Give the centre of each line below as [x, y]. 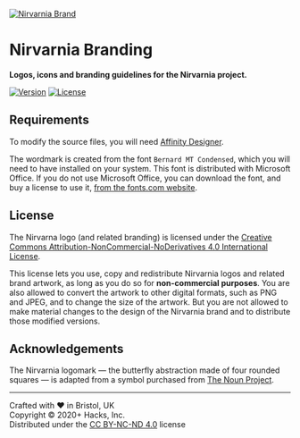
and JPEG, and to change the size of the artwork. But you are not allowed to [149, 302]
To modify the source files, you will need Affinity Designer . [117, 141]
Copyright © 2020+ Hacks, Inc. [67, 415]
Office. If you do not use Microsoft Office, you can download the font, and [145, 178]
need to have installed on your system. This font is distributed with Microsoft [150, 168]
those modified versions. [55, 321]
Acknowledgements [67, 349]
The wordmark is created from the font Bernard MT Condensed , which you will [150, 159]
